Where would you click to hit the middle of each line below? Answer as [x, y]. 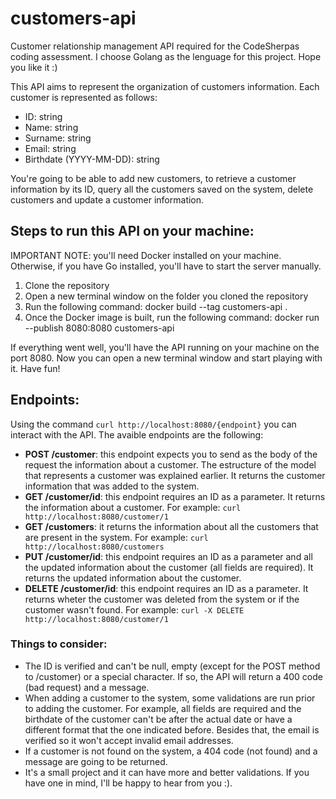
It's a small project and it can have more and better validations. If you [167, 772]
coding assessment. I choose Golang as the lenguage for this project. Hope [166, 56]
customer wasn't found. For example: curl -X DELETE [134, 609]
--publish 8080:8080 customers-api [99, 328]
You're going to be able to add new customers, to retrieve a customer [153, 178]
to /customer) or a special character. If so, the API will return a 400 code [173, 676]
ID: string [43, 116]
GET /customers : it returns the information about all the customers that [171, 526]
